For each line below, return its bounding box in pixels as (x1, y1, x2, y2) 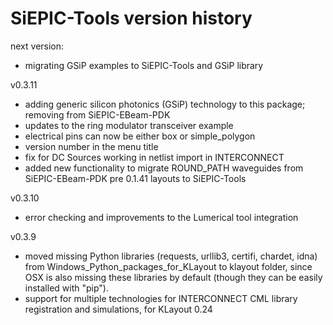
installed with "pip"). (24, 282, 109, 294)
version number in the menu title (24, 140, 159, 152)
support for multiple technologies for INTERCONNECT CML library (24, 292, 298, 304)
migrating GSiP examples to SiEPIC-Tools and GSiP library (24, 59, 264, 71)
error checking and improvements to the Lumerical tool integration (24, 211, 299, 223)
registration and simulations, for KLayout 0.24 (24, 303, 213, 315)
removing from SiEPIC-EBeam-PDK (24, 108, 171, 121)
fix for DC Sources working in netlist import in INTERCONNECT (24, 151, 285, 163)
